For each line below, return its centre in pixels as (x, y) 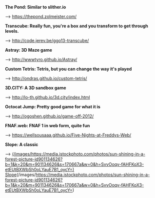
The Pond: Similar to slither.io (36, 7)
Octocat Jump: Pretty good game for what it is (53, 107)
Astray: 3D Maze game (29, 50)
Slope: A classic (22, 144)
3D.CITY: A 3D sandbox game (36, 88)
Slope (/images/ (20, 175)
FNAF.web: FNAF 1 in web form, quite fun (48, 126)
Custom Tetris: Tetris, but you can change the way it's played (68, 69)
